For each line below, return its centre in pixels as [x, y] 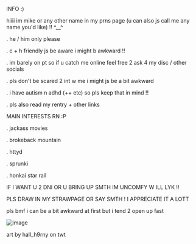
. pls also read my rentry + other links [53, 104]
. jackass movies [27, 128]
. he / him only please [33, 39]
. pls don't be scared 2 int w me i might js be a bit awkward [80, 81]
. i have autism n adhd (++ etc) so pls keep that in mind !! [78, 93]
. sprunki [17, 163]
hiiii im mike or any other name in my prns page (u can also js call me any [98, 20]
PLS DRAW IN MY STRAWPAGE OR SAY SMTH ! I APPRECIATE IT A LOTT [98, 199]
